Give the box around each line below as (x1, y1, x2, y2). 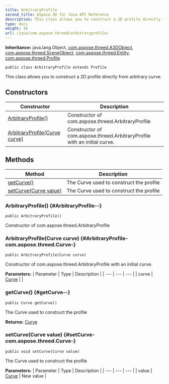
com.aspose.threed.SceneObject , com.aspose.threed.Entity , (5, 50, 130, 56)
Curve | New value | (5, 372, 47, 379)
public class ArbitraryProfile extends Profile (5, 65, 107, 70)
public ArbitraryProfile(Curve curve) (5, 252, 87, 258)
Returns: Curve (5, 319, 38, 325)
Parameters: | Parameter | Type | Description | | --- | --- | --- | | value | (5, 367, 152, 373)
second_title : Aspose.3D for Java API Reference (5, 12, 109, 17)
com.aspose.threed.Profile (5, 55, 60, 61)
